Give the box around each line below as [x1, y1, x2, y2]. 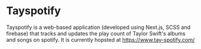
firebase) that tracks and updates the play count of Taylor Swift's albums [6, 30, 185, 37]
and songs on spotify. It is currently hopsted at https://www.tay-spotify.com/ [6, 36, 195, 43]
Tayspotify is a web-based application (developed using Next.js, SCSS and [6, 24, 191, 31]
